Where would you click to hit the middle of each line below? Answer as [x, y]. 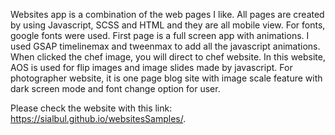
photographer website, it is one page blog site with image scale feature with [166, 78]
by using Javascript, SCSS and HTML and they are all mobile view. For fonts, [168, 25]
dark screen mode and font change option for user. [115, 88]
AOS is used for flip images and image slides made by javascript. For [151, 67]
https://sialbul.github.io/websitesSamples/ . [98, 118]
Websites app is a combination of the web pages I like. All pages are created [167, 14]
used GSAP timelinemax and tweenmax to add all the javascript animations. [165, 46]
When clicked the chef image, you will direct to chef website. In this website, [168, 57]
